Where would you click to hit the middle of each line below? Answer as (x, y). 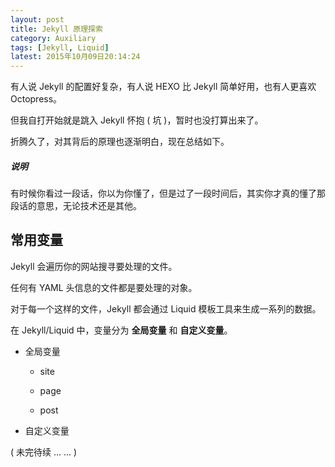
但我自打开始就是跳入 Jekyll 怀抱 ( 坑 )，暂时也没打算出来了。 (137, 120)
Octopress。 (36, 99)
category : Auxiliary (53, 38)
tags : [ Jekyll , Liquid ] (60, 47)
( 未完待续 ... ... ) (44, 452)
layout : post (37, 19)
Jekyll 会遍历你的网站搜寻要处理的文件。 (94, 266)
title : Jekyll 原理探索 (56, 29)
